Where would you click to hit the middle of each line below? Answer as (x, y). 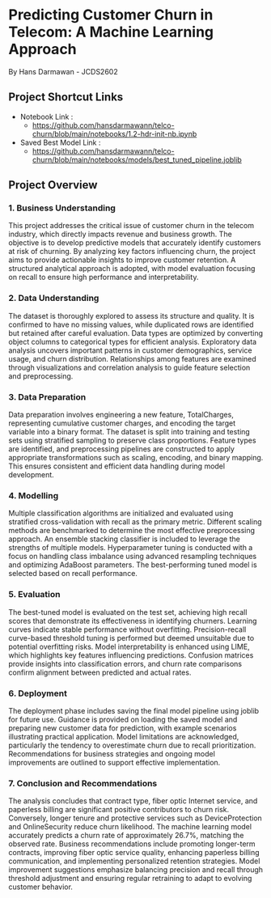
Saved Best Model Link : (60, 142)
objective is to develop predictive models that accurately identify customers (135, 243)
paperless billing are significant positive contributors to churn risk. (119, 810)
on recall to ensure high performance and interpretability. (104, 277)
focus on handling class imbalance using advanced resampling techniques (133, 557)
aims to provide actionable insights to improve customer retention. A (122, 260)
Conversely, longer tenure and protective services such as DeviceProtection (135, 818)
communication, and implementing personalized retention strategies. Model (134, 861)
